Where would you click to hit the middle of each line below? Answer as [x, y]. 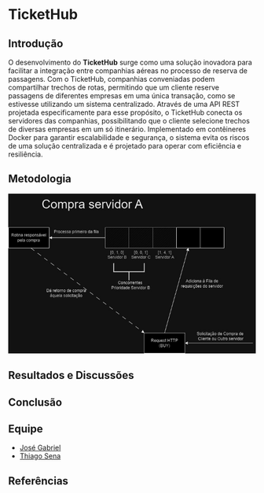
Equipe [26, 429]
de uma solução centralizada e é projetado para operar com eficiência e [125, 146]
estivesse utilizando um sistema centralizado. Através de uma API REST [124, 104]
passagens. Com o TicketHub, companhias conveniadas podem [112, 79]
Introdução [36, 44]
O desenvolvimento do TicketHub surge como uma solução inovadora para [130, 62]
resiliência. [26, 154]
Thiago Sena [40, 456]
